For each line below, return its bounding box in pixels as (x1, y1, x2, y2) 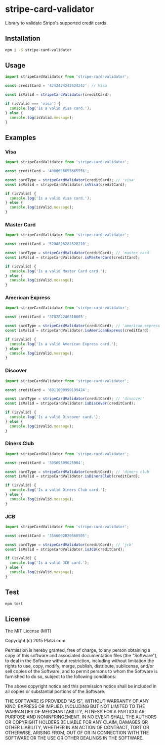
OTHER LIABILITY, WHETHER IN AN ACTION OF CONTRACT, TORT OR (5, 725, 149, 731)
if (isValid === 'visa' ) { (5, 101, 61, 106)
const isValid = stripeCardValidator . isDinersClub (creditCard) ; (5, 474, 140, 479)
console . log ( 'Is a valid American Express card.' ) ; (9, 341, 119, 346)
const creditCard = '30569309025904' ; (5, 460, 85, 465)
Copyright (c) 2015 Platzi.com (5, 638, 66, 644)
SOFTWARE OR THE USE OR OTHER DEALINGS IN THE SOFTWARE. (5, 735, 144, 741)
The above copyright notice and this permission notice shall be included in (5, 683, 157, 689)
